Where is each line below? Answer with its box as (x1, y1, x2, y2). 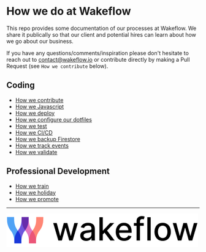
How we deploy (15, 109, 55, 117)
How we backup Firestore (15, 135, 81, 143)
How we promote (15, 195, 59, 202)
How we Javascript (15, 103, 64, 110)
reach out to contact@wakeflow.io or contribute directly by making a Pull (6, 56, 190, 63)
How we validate (15, 148, 58, 155)
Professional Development (6, 166, 110, 177)
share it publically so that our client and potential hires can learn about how (6, 31, 196, 38)
